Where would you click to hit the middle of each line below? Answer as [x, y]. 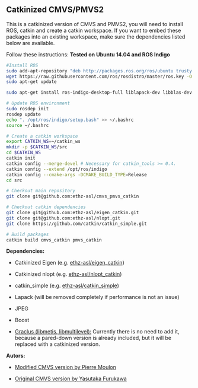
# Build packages [28, 234]
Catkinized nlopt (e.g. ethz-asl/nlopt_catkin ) [68, 274]
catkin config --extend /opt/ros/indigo [57, 169]
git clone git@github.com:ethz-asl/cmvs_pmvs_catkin [73, 196]
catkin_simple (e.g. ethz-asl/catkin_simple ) [67, 286]
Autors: [16, 356]
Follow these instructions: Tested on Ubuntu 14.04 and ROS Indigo [88, 54]
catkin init [21, 158]
